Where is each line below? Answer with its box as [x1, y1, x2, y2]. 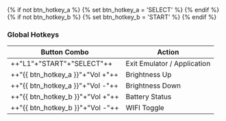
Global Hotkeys [7, 30, 60, 39]
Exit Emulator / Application [125, 59, 211, 69]
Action [157, 48, 179, 57]
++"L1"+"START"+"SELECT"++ [10, 59, 113, 69]
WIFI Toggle [125, 103, 164, 113]
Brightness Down [125, 81, 181, 90]
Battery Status [125, 92, 172, 101]
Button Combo [40, 48, 89, 57]
